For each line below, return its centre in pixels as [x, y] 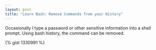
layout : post [18, 9]
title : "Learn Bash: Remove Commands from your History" [64, 14]
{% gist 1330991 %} [25, 42]
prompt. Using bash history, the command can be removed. [65, 33]
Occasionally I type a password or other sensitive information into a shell [78, 28]
